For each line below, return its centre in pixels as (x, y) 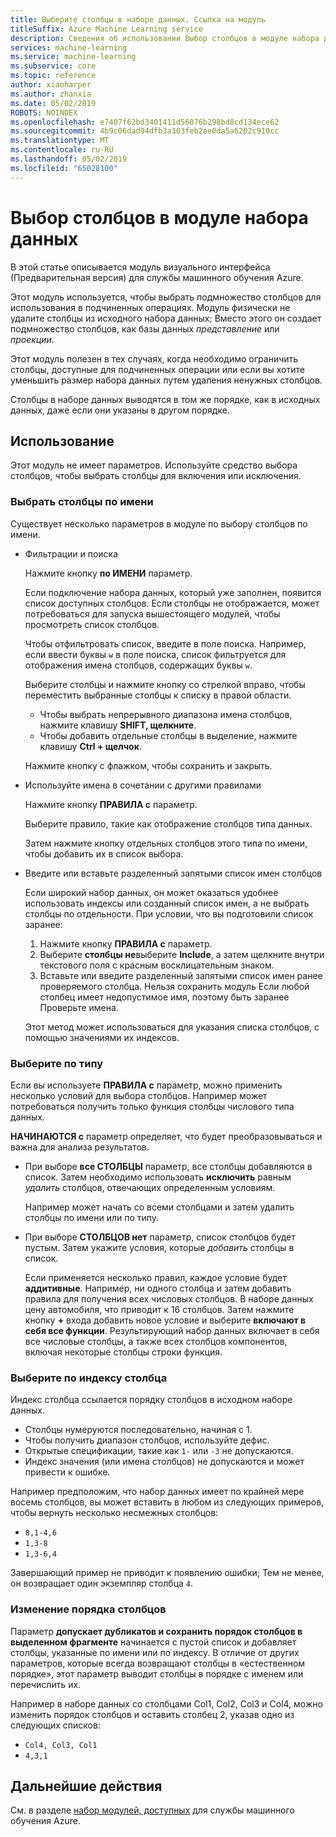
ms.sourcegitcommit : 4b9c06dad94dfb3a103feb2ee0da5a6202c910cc (145, 131)
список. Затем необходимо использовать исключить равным (158, 1177)
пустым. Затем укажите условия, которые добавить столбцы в (159, 1247)
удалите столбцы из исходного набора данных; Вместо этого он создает (166, 318)
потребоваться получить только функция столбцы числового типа (152, 1106)
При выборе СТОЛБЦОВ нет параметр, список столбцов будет (160, 1237)
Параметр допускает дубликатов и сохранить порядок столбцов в (156, 1631)
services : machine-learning (69, 47)
